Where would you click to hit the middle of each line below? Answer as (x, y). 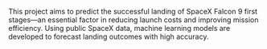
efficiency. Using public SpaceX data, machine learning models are (119, 28)
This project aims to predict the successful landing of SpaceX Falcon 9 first (133, 11)
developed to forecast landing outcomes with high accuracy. (109, 36)
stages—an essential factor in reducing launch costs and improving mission (133, 20)
